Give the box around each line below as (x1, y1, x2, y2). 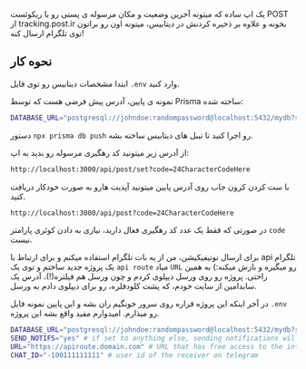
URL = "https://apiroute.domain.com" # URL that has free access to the (10, 343, 283, 352)
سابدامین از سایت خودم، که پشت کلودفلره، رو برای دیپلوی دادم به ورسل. (10, 281, 257, 292)
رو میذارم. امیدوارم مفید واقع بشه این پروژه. (10, 308, 160, 319)
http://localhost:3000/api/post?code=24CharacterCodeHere (10, 209, 234, 218)
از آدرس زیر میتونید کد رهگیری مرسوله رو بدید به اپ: (10, 147, 190, 158)
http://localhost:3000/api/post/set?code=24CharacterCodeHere (10, 164, 251, 174)
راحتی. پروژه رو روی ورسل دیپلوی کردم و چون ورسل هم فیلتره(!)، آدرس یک (10, 271, 268, 282)
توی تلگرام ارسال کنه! (10, 28, 84, 38)
